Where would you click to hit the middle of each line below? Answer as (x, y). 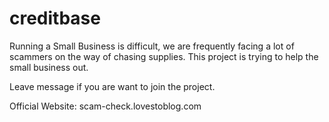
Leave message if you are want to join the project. (112, 86)
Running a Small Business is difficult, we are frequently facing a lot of (152, 46)
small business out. (49, 67)
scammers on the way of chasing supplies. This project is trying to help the (164, 56)
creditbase (55, 18)
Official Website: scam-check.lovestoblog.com (105, 106)
